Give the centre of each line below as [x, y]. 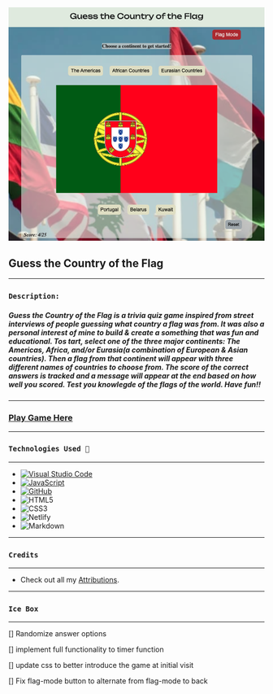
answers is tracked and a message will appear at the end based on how [132, 375]
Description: [34, 297]
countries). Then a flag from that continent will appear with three [121, 358]
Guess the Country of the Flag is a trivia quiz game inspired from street [131, 315]
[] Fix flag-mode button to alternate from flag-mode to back [108, 681]
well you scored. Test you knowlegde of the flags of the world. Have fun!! [135, 384]
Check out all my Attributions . [69, 580]
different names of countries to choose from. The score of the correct [129, 367]
